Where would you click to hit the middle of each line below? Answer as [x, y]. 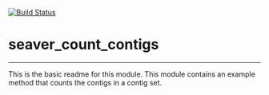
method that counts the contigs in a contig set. [85, 82]
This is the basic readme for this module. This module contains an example [132, 74]
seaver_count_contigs [84, 45]
